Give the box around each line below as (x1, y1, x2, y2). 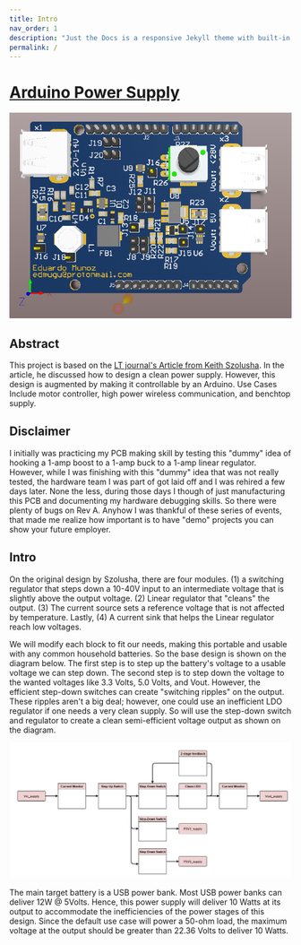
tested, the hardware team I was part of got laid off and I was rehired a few (9, 476, 285, 487)
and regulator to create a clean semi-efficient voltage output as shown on (9, 715, 281, 725)
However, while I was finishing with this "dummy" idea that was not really (9, 466, 279, 477)
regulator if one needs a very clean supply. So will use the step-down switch (9, 705, 292, 716)
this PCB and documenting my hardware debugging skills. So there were (9, 495, 277, 506)
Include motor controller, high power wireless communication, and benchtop (9, 388, 291, 399)
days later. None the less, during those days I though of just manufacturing (9, 485, 285, 497)
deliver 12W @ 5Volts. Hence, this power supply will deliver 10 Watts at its (9, 897, 281, 907)
